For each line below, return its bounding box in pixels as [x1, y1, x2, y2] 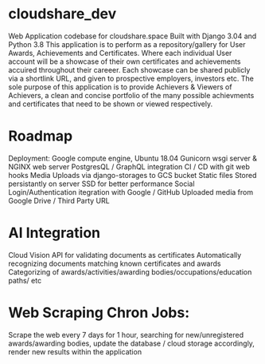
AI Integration [8, 224, 101, 242]
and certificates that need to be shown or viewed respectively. [8, 99, 213, 109]
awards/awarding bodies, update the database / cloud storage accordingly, [8, 338, 255, 348]
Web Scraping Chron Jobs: [8, 304, 190, 322]
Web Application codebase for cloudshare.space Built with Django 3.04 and [8, 31, 257, 41]
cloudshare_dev [8, 5, 117, 23]
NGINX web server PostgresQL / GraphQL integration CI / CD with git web [8, 161, 251, 172]
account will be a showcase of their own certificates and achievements [8, 57, 241, 66]
